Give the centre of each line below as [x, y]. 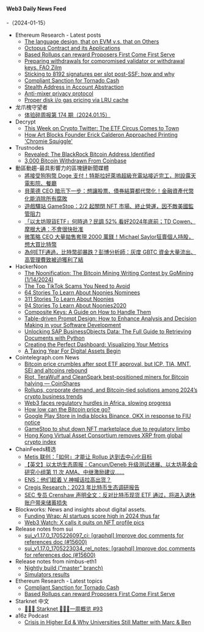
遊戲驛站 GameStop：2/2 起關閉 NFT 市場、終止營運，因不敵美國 [106, 206]
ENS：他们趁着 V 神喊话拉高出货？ [68, 480]
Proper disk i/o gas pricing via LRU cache [76, 100]
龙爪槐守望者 [31, 108]
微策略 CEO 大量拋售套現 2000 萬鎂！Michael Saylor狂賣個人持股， [109, 237]
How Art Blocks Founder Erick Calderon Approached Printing [101, 135]
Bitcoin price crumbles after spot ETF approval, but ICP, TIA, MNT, [107, 364]
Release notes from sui [44, 529]
